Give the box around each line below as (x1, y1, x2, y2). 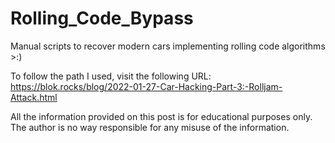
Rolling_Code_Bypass (10, 7, 194, 30)
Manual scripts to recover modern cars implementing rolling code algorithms (10, 40, 326, 52)
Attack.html (10, 91, 58, 103)
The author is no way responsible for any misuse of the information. (10, 121, 290, 133)
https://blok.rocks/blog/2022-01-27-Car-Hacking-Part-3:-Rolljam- (10, 80, 283, 92)
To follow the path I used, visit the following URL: (10, 70, 212, 82)
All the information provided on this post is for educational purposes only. (10, 110, 313, 122)
